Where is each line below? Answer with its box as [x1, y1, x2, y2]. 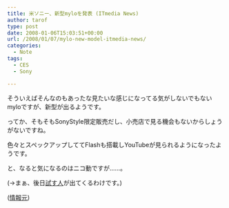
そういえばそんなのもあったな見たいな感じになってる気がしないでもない [7, 94, 212, 102]
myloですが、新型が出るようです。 [7, 102, 106, 111]
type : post [7, 23, 39, 30]
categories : [7, 42, 41, 49]
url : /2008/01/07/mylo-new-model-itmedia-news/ [7, 36, 147, 43]
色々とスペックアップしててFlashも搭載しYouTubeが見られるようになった [7, 140, 216, 149]
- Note [13, 49, 32, 56]
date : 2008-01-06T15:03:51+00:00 [7, 29, 103, 37]
